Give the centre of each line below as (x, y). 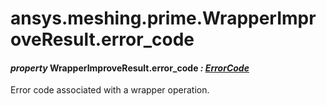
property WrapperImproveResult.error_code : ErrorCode (130, 68)
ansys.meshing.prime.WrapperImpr (163, 18)
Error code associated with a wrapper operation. (110, 90)
